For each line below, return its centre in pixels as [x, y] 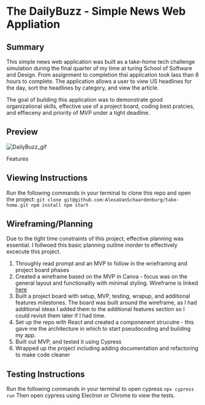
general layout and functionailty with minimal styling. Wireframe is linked [106, 283]
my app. [25, 335]
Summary [25, 47]
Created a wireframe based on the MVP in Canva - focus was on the [101, 277]
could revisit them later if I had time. [60, 316]
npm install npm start [60, 205]
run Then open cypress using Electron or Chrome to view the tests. [91, 395]
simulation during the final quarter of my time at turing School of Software [99, 68]
